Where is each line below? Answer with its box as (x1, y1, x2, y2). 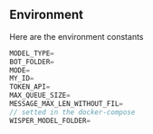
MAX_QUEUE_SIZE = (9, 91, 71, 100)
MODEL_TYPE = (9, 49, 54, 58)
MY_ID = (9, 74, 34, 83)
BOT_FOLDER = (9, 57, 54, 66)
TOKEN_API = (9, 82, 51, 91)
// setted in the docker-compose (9, 108, 136, 117)
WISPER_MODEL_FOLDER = (9, 116, 91, 125)
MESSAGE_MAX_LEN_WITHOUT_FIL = (9, 100, 124, 109)
